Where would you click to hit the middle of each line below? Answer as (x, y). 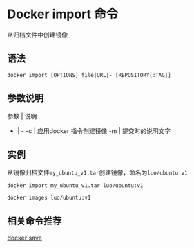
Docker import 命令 (63, 14)
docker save (25, 238)
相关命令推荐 (35, 221)
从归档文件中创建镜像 (37, 35)
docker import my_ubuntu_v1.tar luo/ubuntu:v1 (75, 186)
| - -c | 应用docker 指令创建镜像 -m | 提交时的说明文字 (94, 131)
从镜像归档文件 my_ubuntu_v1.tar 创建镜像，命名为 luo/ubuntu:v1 (97, 172)
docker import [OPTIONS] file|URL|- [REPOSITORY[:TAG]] (89, 75)
